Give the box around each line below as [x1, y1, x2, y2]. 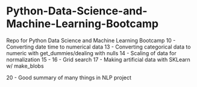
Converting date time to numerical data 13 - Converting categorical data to [6, 43, 191, 50]
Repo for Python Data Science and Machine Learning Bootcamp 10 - [6, 37, 176, 44]
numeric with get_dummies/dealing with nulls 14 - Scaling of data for [6, 49, 177, 56]
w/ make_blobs [6, 62, 44, 70]
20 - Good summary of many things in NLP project [6, 74, 131, 81]
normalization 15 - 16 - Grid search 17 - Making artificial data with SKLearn [6, 56, 191, 63]
